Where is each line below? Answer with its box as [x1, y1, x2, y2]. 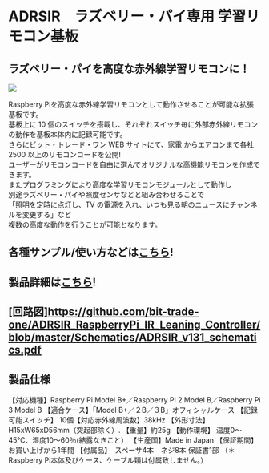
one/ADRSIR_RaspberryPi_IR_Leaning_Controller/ [8, 318, 261, 332]
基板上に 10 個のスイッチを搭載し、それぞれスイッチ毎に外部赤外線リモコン [8, 119, 259, 129]
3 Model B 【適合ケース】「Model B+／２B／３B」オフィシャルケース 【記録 [8, 405, 258, 414]
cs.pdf [8, 343, 42, 357]
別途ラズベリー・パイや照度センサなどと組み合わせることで [8, 190, 205, 199]
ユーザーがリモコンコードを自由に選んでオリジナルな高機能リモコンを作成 [8, 160, 254, 169]
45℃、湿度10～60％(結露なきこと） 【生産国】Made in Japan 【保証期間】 [8, 435, 259, 445]
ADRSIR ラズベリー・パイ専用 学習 [8, 7, 247, 26]
